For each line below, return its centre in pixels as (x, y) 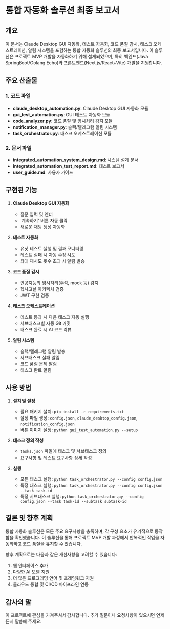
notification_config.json (47, 424)
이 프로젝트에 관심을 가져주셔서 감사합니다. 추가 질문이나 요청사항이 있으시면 (80, 615)
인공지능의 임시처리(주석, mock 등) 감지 (59, 283)
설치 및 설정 (24, 401)
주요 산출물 (22, 80)
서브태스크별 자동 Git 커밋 (45, 323)
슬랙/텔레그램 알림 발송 (43, 351)
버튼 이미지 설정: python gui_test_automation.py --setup (79, 430)
